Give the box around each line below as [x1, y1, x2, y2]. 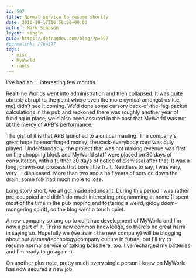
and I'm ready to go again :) [6, 248, 73, 255]
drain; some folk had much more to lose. [6, 176, 104, 183]
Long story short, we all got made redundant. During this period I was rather [6, 187, 190, 194]
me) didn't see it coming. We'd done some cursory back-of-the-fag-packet [6, 103, 187, 110]
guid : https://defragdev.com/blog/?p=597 [6, 36, 109, 41]
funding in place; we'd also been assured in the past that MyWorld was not [6, 115, 187, 122]
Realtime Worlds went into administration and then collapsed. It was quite [6, 90, 183, 97]
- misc [11, 52, 27, 58]
